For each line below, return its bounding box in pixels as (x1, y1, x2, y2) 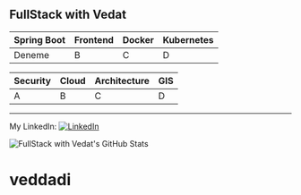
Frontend (73, 33, 115, 46)
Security (13, 74, 52, 87)
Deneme (13, 48, 49, 61)
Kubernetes (162, 33, 214, 46)
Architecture (94, 74, 150, 87)
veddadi (9, 170, 72, 190)
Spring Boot (13, 33, 65, 46)
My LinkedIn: (9, 121, 57, 131)
